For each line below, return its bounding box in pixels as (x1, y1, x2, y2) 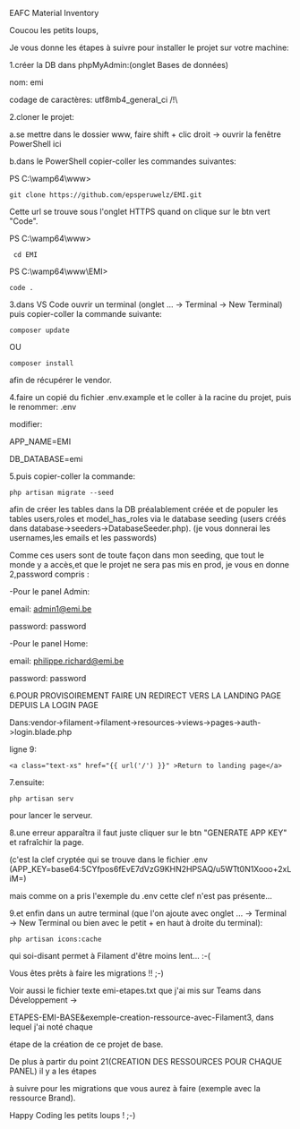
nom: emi (9, 77, 44, 88)
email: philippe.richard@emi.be (9, 655, 124, 666)
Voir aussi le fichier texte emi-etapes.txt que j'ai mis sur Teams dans (9, 985, 261, 996)
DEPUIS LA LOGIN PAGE (9, 700, 99, 710)
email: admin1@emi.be (9, 603, 92, 614)
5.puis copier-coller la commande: (9, 471, 136, 482)
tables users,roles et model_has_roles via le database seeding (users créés (9, 514, 287, 524)
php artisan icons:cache (9, 935, 102, 944)
